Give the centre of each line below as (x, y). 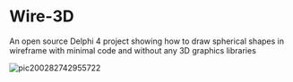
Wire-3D (42, 16)
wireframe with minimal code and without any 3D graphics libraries (133, 50)
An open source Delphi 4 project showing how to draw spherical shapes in (147, 41)
